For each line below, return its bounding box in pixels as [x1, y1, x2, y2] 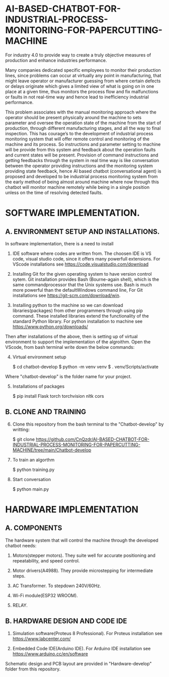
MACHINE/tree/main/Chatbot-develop [12, 447, 92, 453]
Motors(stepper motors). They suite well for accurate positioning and [12, 552, 156, 558]
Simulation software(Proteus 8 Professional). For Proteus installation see [12, 630, 162, 636]
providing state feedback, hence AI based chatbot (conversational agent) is [5, 168, 161, 174]
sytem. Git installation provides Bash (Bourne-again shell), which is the [12, 276, 159, 282]
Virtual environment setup [12, 354, 66, 360]
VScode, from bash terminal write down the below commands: [5, 344, 135, 350]
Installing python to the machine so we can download [12, 302, 123, 308]
